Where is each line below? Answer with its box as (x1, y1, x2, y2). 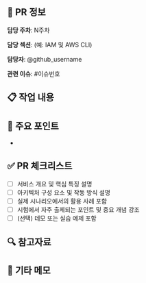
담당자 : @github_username (7, 55, 82, 63)
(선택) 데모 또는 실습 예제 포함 (16, 214, 97, 223)
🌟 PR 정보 (7, 6, 46, 19)
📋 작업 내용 (7, 92, 55, 103)
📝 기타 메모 (7, 264, 51, 276)
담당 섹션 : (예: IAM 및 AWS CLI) (7, 40, 93, 49)
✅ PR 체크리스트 (7, 160, 73, 172)
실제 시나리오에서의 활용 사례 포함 (16, 197, 108, 205)
